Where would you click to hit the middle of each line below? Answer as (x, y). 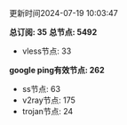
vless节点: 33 (47, 51)
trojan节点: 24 (48, 111)
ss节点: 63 (41, 89)
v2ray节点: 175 (48, 100)
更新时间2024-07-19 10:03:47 (63, 13)
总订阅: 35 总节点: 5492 (53, 32)
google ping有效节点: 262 (57, 70)
